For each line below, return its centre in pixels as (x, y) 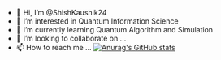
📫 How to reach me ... (54, 47)
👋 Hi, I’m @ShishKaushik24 (61, 13)
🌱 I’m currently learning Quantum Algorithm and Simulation (115, 30)
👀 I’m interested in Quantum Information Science (97, 21)
